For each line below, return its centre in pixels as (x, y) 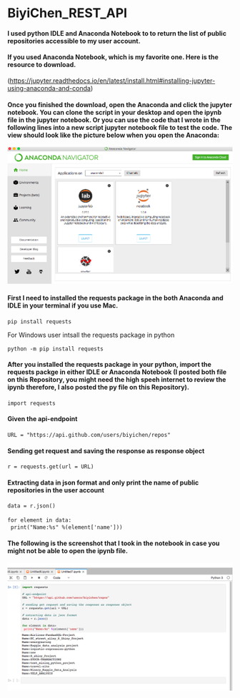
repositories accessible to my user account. (74, 41)
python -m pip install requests (55, 349)
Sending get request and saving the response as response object (106, 450)
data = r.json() (31, 506)
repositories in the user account (56, 490)
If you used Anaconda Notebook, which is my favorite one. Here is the (113, 57)
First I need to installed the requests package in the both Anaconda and (115, 298)
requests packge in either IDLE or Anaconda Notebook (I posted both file (117, 372)
